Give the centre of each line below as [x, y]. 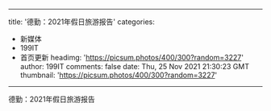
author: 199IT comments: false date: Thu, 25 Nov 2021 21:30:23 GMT [135, 66]
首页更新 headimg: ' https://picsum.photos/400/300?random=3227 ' [132, 58]
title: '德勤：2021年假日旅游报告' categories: [81, 22]
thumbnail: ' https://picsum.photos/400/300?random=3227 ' [119, 75]
